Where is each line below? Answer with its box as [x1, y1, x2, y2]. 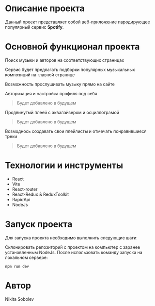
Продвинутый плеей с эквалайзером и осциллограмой [5, 109, 120, 115]
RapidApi [12, 196, 31, 202]
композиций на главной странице [5, 71, 75, 78]
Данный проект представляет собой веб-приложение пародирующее [5, 19, 150, 25]
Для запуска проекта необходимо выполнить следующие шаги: [5, 235, 138, 240]
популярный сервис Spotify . [5, 24, 64, 30]
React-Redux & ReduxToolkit [12, 191, 69, 197]
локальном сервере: [5, 255, 48, 260]
